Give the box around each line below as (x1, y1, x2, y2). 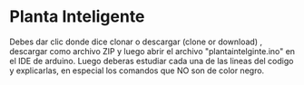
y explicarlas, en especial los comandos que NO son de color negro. (9, 65, 265, 76)
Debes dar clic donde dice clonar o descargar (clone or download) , (9, 36, 263, 47)
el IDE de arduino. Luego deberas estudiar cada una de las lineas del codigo (9, 55, 294, 66)
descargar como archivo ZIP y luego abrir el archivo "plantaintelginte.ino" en (9, 45, 296, 56)
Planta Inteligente (9, 6, 145, 27)
